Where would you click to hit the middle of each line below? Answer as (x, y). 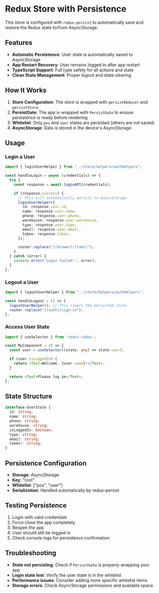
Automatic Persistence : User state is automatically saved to (72, 54)
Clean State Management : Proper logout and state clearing (72, 75)
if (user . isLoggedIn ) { (33, 359)
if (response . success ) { (39, 193)
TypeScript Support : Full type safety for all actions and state (73, 70)
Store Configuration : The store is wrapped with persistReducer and (80, 102)
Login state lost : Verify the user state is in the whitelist (67, 575)
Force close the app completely (43, 522)
